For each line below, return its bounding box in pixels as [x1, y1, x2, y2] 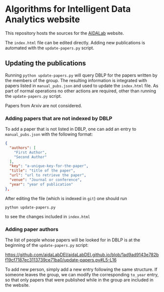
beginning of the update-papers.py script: [5, 242, 89, 248]
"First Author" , [14, 150, 47, 155]
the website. [5, 282, 30, 288]
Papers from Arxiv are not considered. [5, 102, 82, 109]
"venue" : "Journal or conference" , [9, 177, 82, 182]
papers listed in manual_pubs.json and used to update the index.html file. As [5, 83, 159, 88]
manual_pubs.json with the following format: [5, 131, 93, 137]
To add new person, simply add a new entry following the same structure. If [5, 266, 158, 272]
